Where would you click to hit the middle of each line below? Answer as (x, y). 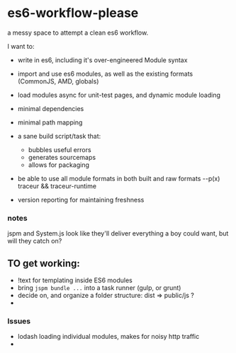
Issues (19, 321)
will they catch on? (35, 241)
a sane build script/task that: (59, 136)
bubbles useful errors (60, 149)
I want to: (21, 46)
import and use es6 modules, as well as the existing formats (105, 74)
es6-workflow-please (73, 13)
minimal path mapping (50, 122)
